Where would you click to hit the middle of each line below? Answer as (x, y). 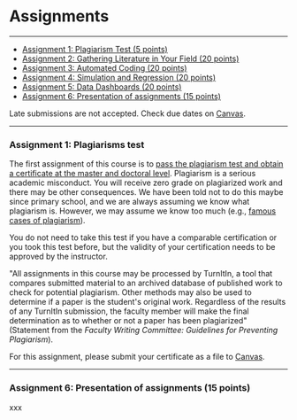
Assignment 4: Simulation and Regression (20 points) (119, 77)
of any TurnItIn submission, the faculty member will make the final (129, 311)
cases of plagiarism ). (47, 221)
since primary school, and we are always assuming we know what (129, 202)
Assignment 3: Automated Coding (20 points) (104, 67)
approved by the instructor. (58, 257)
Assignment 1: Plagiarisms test (77, 144)
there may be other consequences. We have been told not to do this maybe (146, 192)
